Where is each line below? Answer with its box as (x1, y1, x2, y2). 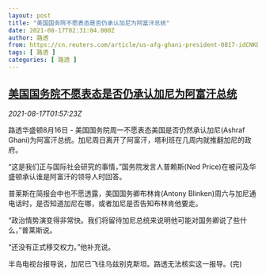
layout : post (8, 11, 51, 20)
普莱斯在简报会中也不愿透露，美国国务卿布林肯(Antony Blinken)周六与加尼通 (8, 188, 256, 198)
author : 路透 (8, 33, 49, 42)
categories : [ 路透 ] (8, 56, 78, 64)
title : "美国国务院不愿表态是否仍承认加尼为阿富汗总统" (8, 19, 170, 27)
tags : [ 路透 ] (8, 48, 56, 56)
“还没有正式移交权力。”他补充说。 (8, 242, 116, 251)
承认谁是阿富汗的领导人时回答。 (21, 171, 127, 181)
